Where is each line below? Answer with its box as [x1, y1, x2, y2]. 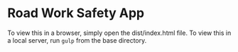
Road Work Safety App [7, 5, 144, 21]
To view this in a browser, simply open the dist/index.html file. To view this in [7, 28, 232, 37]
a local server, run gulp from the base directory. [7, 36, 147, 44]
